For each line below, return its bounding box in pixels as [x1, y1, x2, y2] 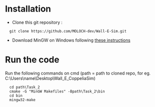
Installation [5, 3, 51, 15]
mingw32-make [9, 97, 36, 102]
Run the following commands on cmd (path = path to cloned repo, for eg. [5, 70, 151, 76]
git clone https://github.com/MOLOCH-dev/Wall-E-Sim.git [9, 29, 127, 33]
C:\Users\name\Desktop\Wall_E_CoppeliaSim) [5, 75, 96, 81]
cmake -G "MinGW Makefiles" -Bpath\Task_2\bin [9, 89, 105, 94]
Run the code [5, 54, 60, 65]
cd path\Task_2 [9, 85, 40, 90]
